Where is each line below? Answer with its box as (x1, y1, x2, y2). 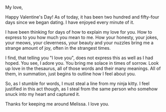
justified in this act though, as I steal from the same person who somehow (5, 86, 158, 92)
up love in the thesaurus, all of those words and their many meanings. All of (5, 65, 161, 71)
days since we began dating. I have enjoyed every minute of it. (5, 20, 134, 25)
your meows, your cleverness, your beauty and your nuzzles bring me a (5, 40, 154, 46)
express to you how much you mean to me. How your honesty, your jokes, (5, 35, 158, 40)
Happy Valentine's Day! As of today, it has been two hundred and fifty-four (5, 14, 159, 20)
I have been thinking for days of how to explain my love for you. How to (5, 29, 152, 35)
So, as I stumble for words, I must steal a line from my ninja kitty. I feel (5, 80, 149, 86)
